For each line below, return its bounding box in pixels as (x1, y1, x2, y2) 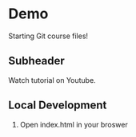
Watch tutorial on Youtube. (8, 75, 96, 84)
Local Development (8, 99, 107, 112)
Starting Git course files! (8, 31, 89, 41)
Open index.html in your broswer (19, 119, 128, 129)
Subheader (8, 54, 66, 68)
